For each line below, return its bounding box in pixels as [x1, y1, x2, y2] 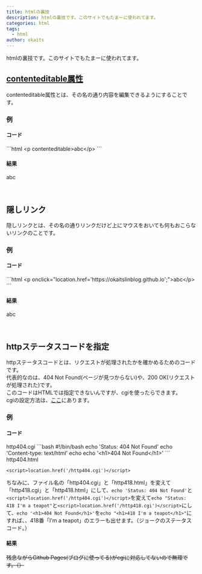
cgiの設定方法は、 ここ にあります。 [6, 397, 93, 404]
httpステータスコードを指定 [6, 341, 110, 352]
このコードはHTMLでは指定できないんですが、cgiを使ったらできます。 [6, 389, 181, 397]
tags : [6, 25, 20, 32]
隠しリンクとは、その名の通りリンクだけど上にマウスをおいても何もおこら [6, 222, 191, 229]
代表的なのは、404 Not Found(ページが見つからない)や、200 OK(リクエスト [6, 374, 195, 381]
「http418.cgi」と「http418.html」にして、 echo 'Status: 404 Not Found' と [6, 487, 193, 494]
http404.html [6, 456, 39, 463]
